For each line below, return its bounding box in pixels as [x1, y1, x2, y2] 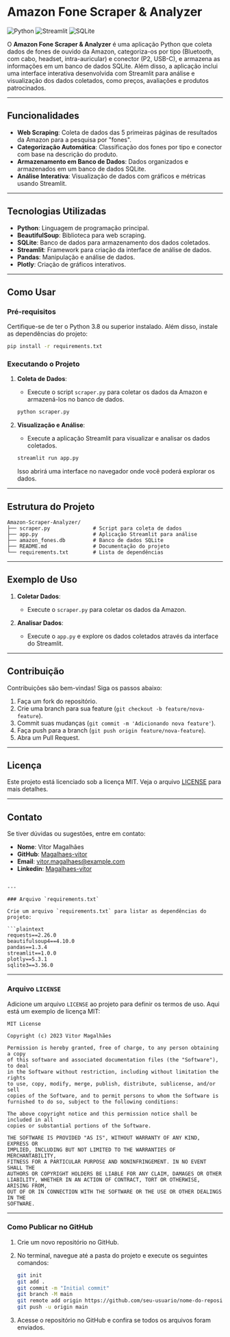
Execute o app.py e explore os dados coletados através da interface [27, 632, 219, 640]
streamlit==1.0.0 [7, 950, 57, 957]
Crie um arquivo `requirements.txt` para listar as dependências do [7, 908, 207, 915]
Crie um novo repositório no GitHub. [16, 1238, 119, 1246]
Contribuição [7, 665, 65, 677]
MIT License [7, 1020, 41, 1027]
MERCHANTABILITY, [7, 1152, 57, 1159]
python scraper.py [16, 408, 70, 415]
